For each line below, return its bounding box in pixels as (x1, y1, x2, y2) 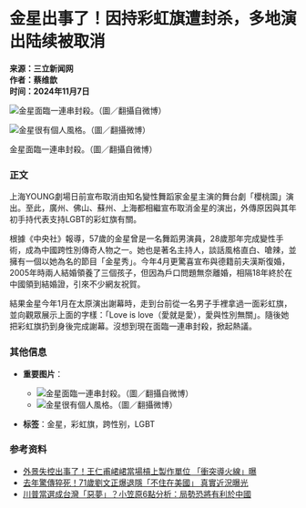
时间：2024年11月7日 (9, 86, 90, 97)
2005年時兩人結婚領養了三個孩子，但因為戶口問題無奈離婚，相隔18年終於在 (9, 268, 293, 279)
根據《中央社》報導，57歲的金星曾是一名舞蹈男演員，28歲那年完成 (9, 233, 260, 244)
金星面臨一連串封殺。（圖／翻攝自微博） (9, 143, 158, 155)
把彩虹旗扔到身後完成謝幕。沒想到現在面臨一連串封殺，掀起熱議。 (9, 320, 257, 332)
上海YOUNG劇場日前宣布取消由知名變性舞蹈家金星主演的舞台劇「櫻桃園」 (9, 191, 287, 202)
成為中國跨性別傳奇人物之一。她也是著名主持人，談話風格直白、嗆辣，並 (25, 245, 297, 256)
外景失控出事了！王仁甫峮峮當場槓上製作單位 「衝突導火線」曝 (22, 465, 257, 476)
